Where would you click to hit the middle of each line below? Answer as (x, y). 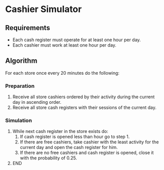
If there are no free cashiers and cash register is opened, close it (87, 153)
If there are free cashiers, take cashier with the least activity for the (89, 142)
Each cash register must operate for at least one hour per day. (77, 40)
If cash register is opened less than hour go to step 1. (75, 137)
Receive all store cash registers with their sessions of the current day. (85, 108)
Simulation (19, 120)
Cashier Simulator (43, 9)
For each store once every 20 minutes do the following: (62, 73)
